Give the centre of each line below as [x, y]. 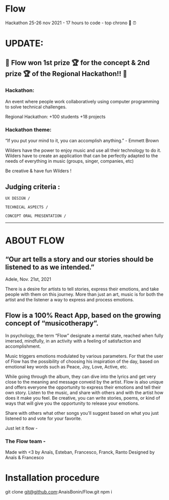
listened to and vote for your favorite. [44, 418]
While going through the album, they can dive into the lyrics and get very [81, 377]
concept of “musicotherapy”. [52, 323]
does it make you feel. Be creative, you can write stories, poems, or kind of [83, 398]
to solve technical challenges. [36, 107]
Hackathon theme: [28, 130]
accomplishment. [23, 346]
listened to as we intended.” [50, 267]
